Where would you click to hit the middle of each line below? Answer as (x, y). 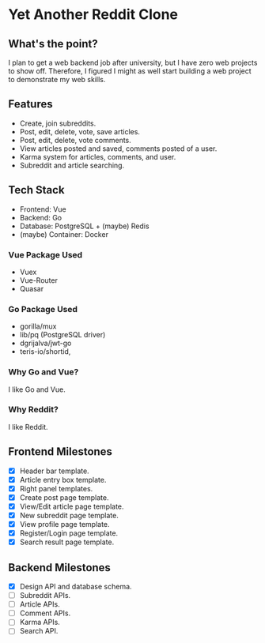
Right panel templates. (56, 488)
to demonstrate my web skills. (57, 79)
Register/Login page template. (69, 533)
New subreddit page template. (69, 515)
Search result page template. (67, 542)
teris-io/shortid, (45, 352)
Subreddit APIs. (45, 596)
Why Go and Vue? (44, 372)
